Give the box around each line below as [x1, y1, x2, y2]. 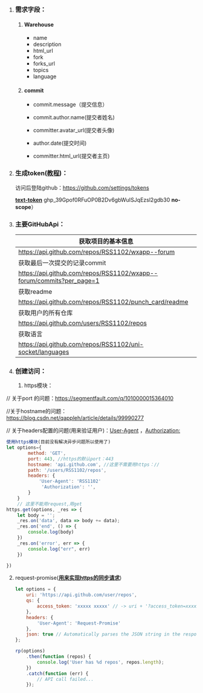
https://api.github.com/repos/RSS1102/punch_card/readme [18, 297, 188, 306]
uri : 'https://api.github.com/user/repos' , [26, 592, 137, 598]
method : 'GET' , [28, 450, 66, 456]
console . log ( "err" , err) [28, 546, 91, 552]
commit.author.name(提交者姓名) [33, 114, 115, 121]
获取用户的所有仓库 [18, 308, 73, 317]
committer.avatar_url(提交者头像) [33, 127, 115, 134]
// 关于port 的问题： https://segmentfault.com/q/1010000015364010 [6, 395, 174, 402]
